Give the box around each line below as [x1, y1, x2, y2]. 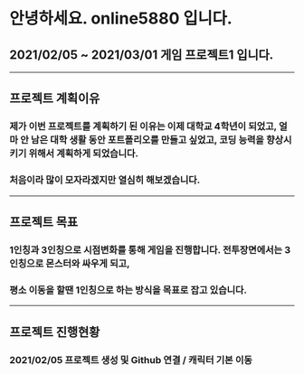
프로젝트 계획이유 [9, 91, 100, 107]
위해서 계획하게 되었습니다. [28, 147, 138, 160]
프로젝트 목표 [9, 214, 79, 229]
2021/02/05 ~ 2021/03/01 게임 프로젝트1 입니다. [9, 47, 274, 62]
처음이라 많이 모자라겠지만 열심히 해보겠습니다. [9, 173, 201, 186]
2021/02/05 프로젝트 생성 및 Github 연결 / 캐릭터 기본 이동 [9, 353, 253, 366]
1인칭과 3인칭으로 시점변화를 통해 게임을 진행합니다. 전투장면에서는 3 [9, 243, 291, 256]
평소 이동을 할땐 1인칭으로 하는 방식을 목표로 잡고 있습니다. [9, 284, 247, 296]
